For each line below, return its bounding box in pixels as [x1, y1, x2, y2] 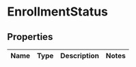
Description [60, 51, 99, 60]
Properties [7, 31, 53, 43]
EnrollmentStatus [7, 4, 108, 20]
